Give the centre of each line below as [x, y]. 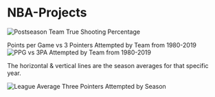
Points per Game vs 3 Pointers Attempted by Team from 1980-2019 [102, 45]
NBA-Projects [47, 13]
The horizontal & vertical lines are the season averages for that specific [108, 65]
